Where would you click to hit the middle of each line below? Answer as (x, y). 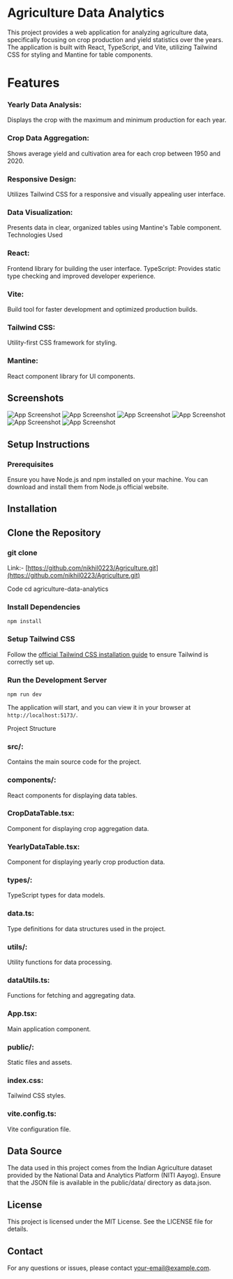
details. (18, 1229)
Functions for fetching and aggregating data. (72, 995)
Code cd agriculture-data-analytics (58, 589)
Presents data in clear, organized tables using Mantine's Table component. (114, 228)
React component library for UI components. (71, 376)
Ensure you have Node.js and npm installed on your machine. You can (108, 480)
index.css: (25, 1080)
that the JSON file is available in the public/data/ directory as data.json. (109, 1183)
